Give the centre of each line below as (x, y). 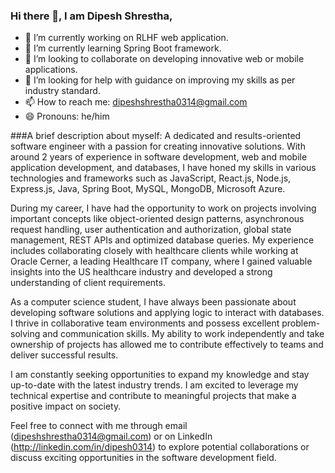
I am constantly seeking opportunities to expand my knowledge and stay (160, 375)
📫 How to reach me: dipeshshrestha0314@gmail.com (136, 102)
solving (25, 334)
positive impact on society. (66, 406)
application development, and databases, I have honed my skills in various (163, 168)
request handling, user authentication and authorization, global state (151, 230)
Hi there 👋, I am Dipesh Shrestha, (91, 16)
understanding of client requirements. (88, 283)
